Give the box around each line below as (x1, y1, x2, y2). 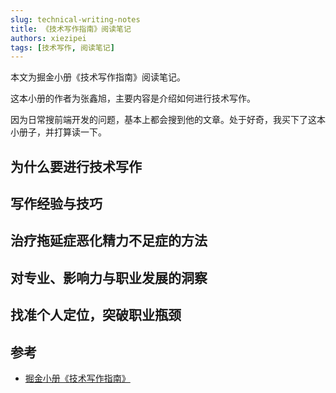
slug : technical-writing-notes (10, 14, 141, 25)
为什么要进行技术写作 (10, 158, 142, 175)
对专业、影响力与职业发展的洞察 (10, 269, 208, 286)
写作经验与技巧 (10, 196, 103, 213)
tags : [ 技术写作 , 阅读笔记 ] (10, 42, 115, 53)
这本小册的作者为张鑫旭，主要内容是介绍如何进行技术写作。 (10, 92, 256, 105)
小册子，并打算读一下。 (10, 126, 107, 138)
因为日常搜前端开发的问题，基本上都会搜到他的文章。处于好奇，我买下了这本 (10, 114, 326, 126)
